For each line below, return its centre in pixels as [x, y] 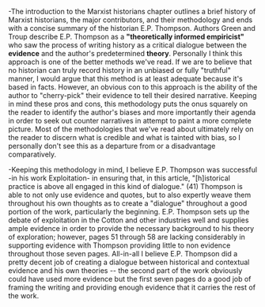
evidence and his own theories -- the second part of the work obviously [125, 271]
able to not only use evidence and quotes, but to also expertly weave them [130, 195]
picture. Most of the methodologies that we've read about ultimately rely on [131, 129]
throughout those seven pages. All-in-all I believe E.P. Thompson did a [123, 254]
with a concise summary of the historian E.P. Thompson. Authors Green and [132, 28]
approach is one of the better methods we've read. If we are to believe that [130, 62]
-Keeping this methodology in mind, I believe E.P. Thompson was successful [133, 170]
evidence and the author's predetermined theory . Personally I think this [125, 53]
